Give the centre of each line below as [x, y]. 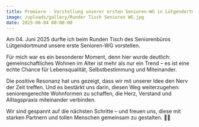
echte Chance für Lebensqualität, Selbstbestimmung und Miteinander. [92, 70]
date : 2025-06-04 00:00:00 [39, 22]
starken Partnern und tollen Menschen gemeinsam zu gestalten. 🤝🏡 [89, 118]
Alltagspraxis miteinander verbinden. [51, 100]
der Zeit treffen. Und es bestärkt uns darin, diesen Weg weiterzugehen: [93, 87]
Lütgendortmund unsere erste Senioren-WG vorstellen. [73, 45]
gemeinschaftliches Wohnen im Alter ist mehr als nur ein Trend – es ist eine [98, 63]
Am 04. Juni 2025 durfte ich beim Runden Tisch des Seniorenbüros [88, 40]
